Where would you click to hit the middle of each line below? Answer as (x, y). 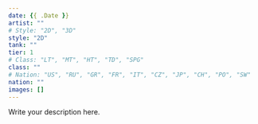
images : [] (26, 89)
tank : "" (23, 45)
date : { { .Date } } (39, 15)
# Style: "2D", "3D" (43, 30)
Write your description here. (54, 112)
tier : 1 (21, 52)
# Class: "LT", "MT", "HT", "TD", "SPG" (76, 60)
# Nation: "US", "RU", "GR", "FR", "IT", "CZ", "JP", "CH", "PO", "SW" (129, 75)
